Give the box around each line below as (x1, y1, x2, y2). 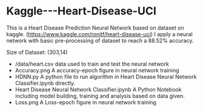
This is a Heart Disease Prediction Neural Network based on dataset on (6, 24, 184, 31)
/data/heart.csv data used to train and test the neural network (15, 60, 170, 67)
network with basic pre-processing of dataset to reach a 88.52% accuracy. (6, 37, 194, 44)
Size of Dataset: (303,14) (6, 48, 68, 55)
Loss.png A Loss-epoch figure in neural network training (15, 98, 156, 106)
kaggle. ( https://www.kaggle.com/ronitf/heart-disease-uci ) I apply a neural (6, 30, 193, 37)
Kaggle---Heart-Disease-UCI (6, 4, 156, 18)
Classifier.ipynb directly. (15, 79, 76, 87)
